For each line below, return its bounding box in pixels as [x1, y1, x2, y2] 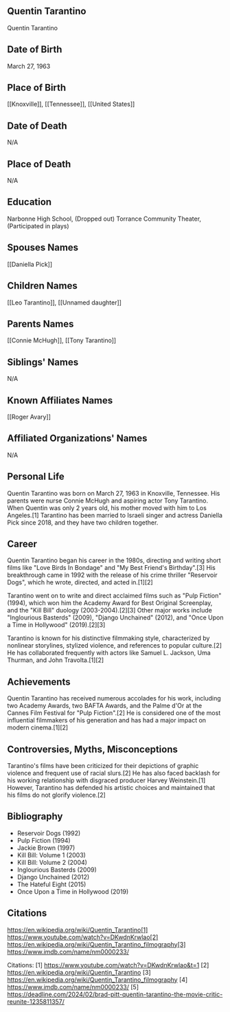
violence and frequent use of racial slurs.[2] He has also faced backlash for [7, 769, 220, 777]
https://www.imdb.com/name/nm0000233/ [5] [7, 982, 139, 991]
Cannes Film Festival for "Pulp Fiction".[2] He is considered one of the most [7, 709, 221, 717]
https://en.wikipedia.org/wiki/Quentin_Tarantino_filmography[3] [7, 940, 186, 948]
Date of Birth [7, 44, 62, 56]
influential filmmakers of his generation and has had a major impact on [7, 716, 207, 725]
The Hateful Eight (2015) [16, 880, 87, 888]
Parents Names [7, 318, 74, 329]
